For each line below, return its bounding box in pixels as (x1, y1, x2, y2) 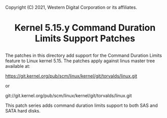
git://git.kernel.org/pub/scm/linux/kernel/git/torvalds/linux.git (5, 93, 132, 99)
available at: (5, 63, 30, 69)
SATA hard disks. (5, 108, 41, 114)
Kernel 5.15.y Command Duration (14, 22, 156, 33)
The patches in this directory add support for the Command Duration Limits (5, 53, 162, 59)
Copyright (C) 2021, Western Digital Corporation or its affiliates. (5, 5, 138, 10)
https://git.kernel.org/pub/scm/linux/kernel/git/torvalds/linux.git (5, 73, 138, 79)
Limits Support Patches (34, 33, 136, 45)
